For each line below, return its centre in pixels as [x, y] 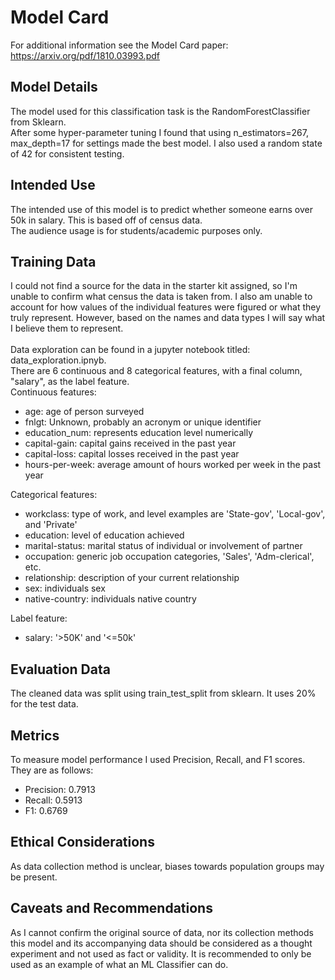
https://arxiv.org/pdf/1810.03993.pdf [85, 55]
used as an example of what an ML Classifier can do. [119, 964]
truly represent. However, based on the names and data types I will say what [168, 318]
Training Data [53, 261]
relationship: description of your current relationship [132, 578]
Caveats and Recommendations [111, 908]
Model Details [54, 87]
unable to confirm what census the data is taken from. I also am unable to [161, 297]
